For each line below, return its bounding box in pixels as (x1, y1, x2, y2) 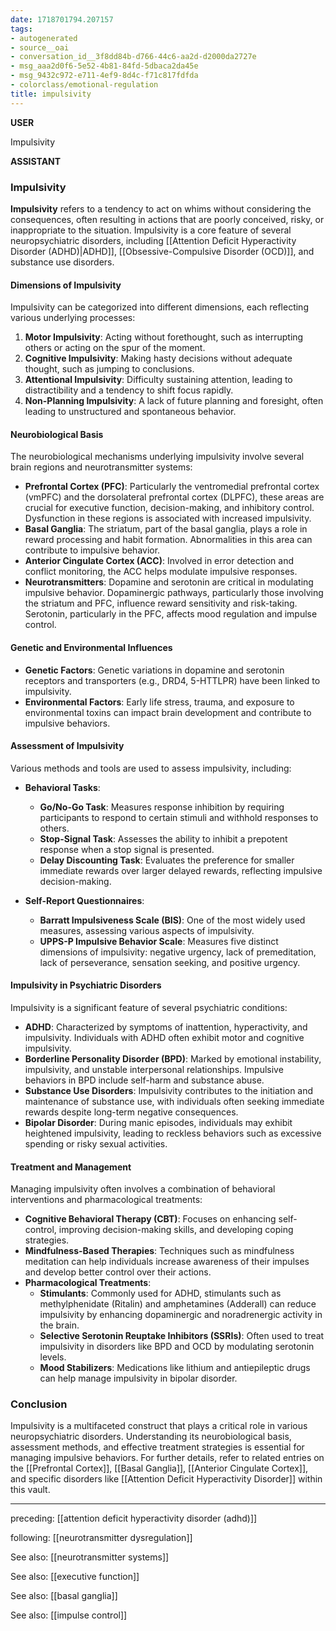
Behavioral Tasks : (24, 781, 101, 793)
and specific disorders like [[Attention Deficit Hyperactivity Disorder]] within (10, 1473, 323, 1485)
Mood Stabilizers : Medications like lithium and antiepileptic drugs (39, 1362, 311, 1374)
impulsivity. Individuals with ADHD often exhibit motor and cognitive (24, 1031, 305, 1043)
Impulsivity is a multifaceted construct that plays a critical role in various (10, 1420, 308, 1432)
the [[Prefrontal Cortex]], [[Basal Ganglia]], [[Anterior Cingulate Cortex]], (10, 1462, 309, 1475)
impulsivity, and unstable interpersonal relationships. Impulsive (24, 1063, 284, 1075)
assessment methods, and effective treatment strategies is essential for (10, 1441, 305, 1453)
